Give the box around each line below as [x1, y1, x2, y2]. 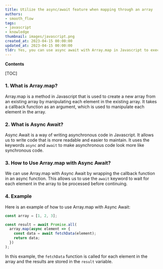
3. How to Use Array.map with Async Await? [5, 159, 111, 166]
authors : [5, 12, 23, 16]
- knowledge [5, 30, 29, 34]
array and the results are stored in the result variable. [5, 258, 113, 264]
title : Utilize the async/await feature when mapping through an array [5, 7, 153, 12]
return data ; [14, 236, 40, 240]
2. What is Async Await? [5, 121, 64, 127]
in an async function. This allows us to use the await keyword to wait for [5, 175, 149, 182]
